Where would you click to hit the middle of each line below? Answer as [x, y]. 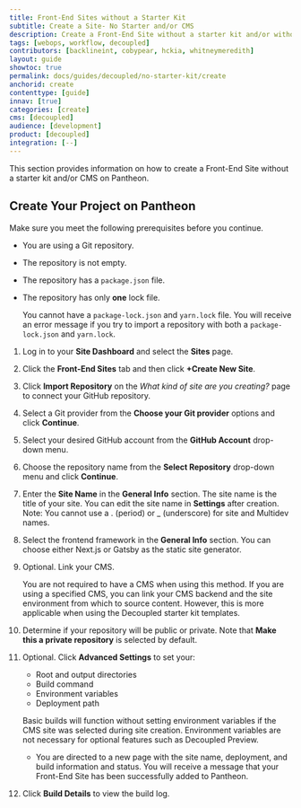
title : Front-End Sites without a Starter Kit [98, 18]
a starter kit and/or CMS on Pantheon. [79, 178]
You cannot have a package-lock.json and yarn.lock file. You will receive [157, 314]
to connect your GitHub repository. [86, 395]
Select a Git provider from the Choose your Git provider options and [149, 413]
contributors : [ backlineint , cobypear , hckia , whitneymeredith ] [132, 51]
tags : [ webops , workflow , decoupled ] [80, 43]
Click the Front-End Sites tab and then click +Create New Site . [139, 368]
